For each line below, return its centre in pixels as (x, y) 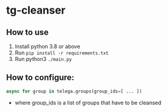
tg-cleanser (36, 10)
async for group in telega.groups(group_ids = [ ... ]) (74, 91)
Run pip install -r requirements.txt (62, 53)
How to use (27, 32)
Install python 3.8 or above (47, 46)
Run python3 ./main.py (43, 59)
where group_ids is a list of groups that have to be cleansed (88, 103)
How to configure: (40, 78)
